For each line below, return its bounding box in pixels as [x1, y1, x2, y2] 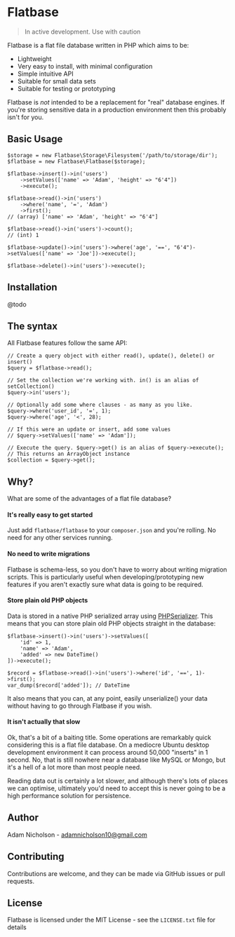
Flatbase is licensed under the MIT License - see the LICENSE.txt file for [7, 916, 216, 924]
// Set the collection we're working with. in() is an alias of [7, 377, 199, 384]
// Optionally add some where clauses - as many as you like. [7, 401, 193, 409]
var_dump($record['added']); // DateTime [7, 682, 130, 689]
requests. [7, 877, 35, 885]
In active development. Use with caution [24, 27, 141, 36]
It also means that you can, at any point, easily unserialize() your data [7, 694, 208, 702]
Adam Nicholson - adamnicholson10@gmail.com [7, 830, 147, 839]
